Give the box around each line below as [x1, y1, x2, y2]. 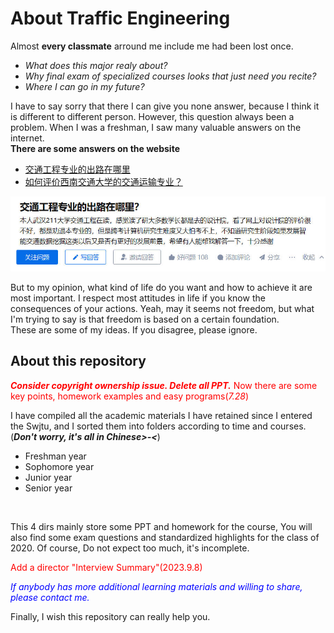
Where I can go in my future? [24, 80, 145, 92]
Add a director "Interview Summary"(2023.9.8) [10, 561, 203, 573]
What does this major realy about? [24, 59, 168, 71]
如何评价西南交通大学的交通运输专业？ [24, 175, 183, 187]
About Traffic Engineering [10, 7, 231, 30]
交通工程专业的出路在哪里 [24, 163, 131, 175]
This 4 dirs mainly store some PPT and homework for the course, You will [10, 520, 313, 532]
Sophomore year [24, 460, 95, 472]
